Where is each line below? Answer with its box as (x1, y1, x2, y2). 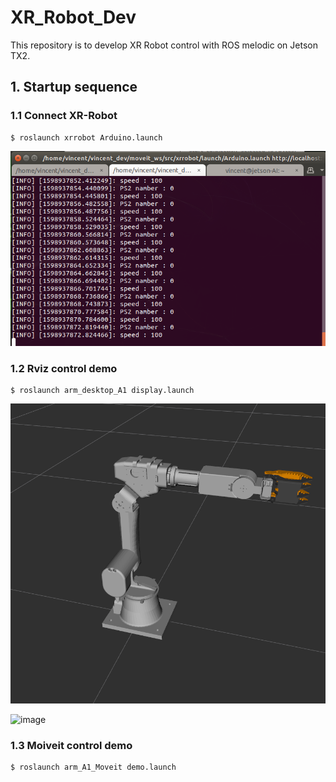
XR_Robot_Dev (10, 6, 137, 29)
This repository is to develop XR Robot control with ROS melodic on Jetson (10, 39, 318, 51)
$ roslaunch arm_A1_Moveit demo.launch (10, 762, 177, 773)
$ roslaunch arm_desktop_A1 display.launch (10, 386, 195, 396)
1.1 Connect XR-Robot (10, 109, 118, 123)
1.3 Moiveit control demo (10, 738, 133, 752)
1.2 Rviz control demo (10, 361, 118, 375)
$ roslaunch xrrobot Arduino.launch (10, 132, 163, 143)
